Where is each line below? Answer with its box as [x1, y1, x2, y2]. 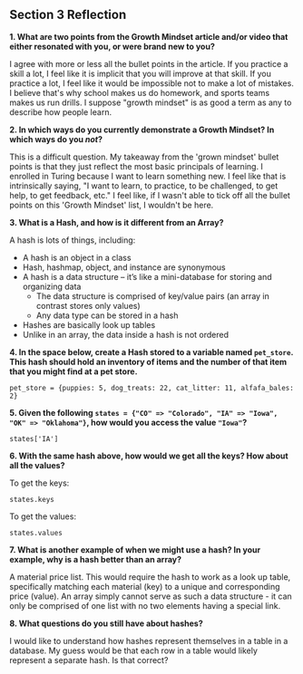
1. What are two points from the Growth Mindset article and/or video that [9, 31, 288, 42]
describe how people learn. [9, 106, 112, 117]
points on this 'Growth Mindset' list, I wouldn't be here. [9, 199, 214, 210]
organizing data [22, 281, 82, 292]
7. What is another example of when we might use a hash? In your [9, 544, 261, 555]
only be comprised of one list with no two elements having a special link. [9, 600, 281, 611]
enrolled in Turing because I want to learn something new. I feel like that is [9, 170, 287, 181]
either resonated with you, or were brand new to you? [9, 41, 216, 52]
